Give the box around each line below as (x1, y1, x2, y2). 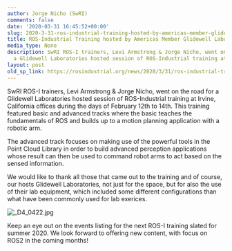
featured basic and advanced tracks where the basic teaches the (7, 109, 192, 118)
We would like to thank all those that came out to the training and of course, (7, 172, 222, 180)
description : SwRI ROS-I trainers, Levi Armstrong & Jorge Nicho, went (7, 49, 217, 56)
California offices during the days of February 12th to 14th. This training (7, 102, 210, 110)
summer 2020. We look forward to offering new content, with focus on (7, 229, 208, 237)
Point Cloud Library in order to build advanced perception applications (7, 145, 207, 153)
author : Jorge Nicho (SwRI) (7, 10, 88, 17)
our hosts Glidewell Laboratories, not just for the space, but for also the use (7, 180, 222, 188)
